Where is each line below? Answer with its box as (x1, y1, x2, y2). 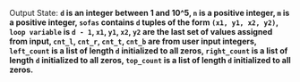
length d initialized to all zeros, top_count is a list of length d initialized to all (9, 55, 291, 65)
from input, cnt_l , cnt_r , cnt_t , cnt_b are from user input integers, (9, 36, 257, 46)
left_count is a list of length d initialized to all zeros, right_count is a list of (9, 45, 288, 56)
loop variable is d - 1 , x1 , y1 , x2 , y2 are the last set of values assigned (9, 27, 273, 37)
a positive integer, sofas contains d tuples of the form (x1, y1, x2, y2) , (9, 17, 279, 28)
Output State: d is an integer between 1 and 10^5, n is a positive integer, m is (9, 8, 290, 18)
